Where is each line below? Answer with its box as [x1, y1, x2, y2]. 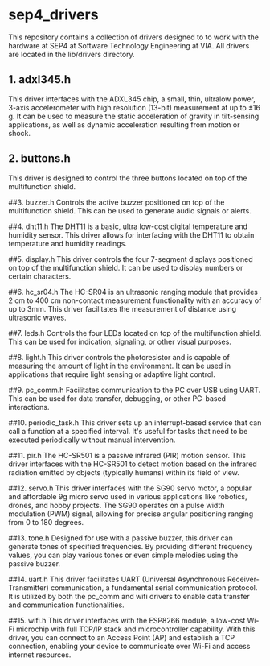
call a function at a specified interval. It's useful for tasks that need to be [8, 426, 248, 436]
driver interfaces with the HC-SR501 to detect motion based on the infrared [8, 459, 257, 469]
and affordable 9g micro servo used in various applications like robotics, [8, 491, 247, 501]
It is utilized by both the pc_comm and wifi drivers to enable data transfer [8, 591, 251, 601]
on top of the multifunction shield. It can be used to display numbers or [8, 263, 243, 272]
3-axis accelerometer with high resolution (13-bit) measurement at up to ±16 [8, 102, 261, 112]
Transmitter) [8, 582, 50, 593]
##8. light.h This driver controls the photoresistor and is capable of [8, 352, 231, 362]
